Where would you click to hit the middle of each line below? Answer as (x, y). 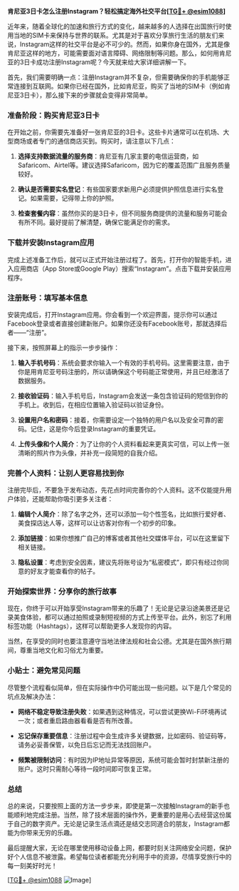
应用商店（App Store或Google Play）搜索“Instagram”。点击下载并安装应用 (122, 268)
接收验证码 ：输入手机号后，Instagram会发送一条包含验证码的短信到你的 (123, 396)
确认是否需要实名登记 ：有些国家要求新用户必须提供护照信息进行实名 (117, 189)
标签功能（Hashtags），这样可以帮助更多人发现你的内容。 (91, 626)
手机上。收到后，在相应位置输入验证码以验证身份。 (92, 404)
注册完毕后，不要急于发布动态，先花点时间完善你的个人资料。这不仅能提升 (116, 490)
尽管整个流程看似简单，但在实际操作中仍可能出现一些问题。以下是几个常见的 (119, 688)
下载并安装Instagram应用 (51, 243)
